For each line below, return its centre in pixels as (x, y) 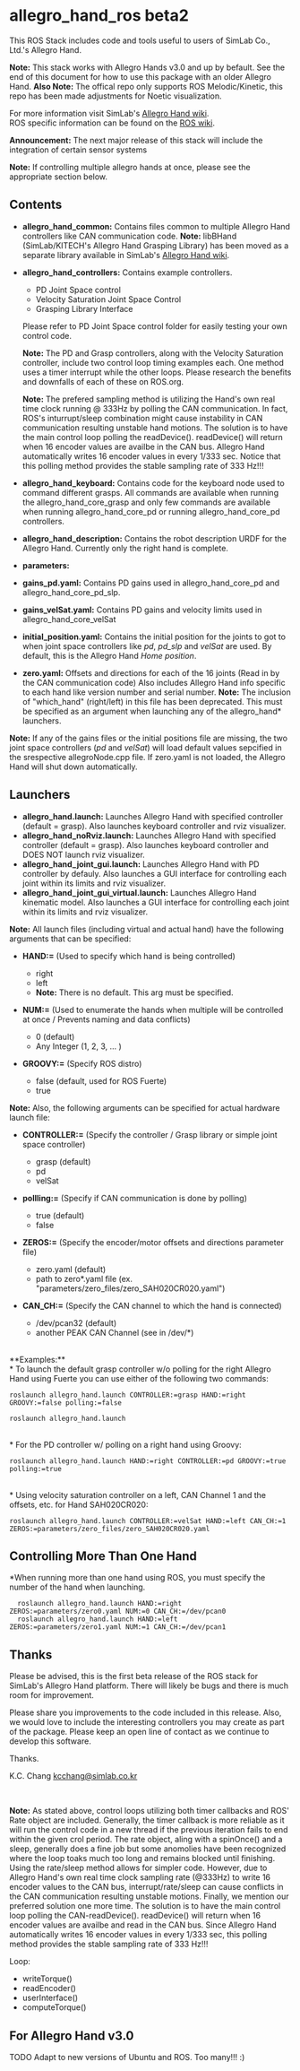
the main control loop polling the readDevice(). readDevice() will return (153, 437)
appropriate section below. (59, 177)
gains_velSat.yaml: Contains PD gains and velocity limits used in (142, 610)
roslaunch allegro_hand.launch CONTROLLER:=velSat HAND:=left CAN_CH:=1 (148, 1521)
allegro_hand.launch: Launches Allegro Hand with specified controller (153, 816)
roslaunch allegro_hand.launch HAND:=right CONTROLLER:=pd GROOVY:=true (148, 1461)
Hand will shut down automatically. (73, 767)
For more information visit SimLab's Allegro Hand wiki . (109, 113)
